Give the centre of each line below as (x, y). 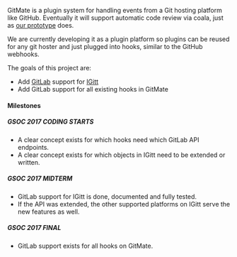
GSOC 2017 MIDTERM (40, 179)
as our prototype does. (41, 25)
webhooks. (24, 54)
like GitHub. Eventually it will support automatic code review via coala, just (116, 18)
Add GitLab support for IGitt (58, 82)
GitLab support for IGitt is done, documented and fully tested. (107, 196)
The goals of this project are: (50, 68)
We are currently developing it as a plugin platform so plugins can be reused (118, 39)
